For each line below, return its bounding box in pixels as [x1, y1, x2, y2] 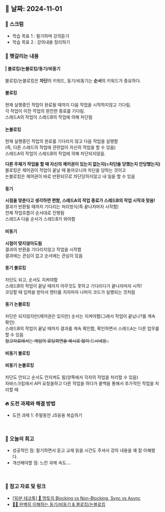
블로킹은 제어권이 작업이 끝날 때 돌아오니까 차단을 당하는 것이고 [5, 167, 127, 173]
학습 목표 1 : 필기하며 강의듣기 [12, 33, 69, 39]
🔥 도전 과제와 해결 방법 [5, 400, 56, 407]
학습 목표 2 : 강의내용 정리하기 [12, 39, 70, 45]
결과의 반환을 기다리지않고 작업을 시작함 [5, 246, 82, 252]
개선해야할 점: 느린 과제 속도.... [12, 460, 71, 466]
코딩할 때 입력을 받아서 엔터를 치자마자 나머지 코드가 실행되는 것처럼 [5, 289, 135, 295]
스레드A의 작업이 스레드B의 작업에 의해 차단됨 [5, 114, 93, 120]
